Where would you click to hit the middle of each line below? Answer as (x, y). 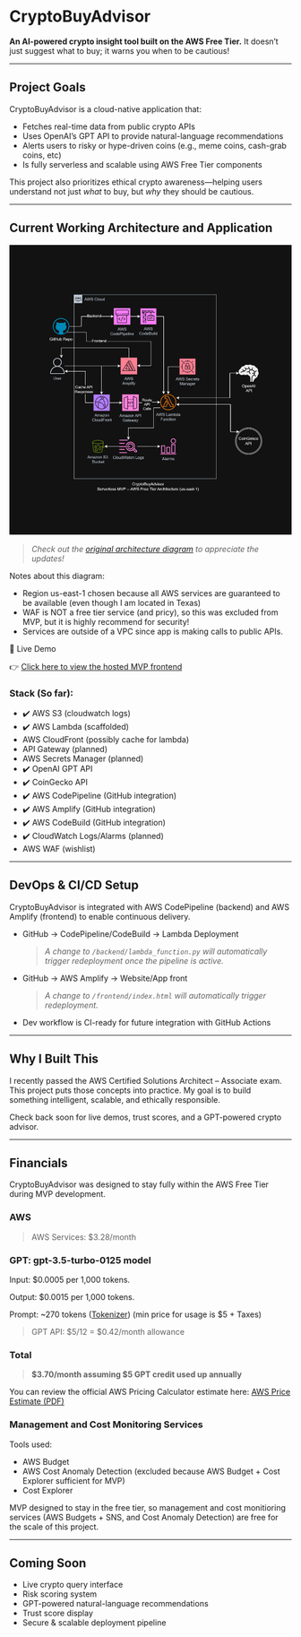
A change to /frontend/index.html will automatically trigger (155, 995)
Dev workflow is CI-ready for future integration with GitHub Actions (146, 1022)
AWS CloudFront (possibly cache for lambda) (106, 739)
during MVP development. (57, 1194)
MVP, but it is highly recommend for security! (106, 621)
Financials (39, 1163)
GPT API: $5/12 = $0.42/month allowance (108, 1332)
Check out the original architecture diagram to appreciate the (145, 549)
